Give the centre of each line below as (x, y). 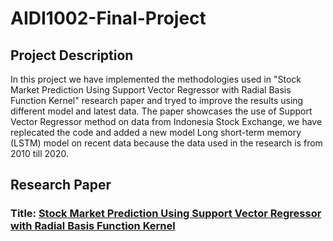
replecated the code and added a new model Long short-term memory (156, 132)
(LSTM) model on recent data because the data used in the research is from (166, 143)
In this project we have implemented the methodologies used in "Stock (156, 79)
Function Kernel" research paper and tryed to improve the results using (157, 100)
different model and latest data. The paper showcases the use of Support (161, 111)
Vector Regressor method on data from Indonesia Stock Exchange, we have (166, 121)
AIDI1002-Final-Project (108, 18)
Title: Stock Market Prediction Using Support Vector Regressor (166, 214)
